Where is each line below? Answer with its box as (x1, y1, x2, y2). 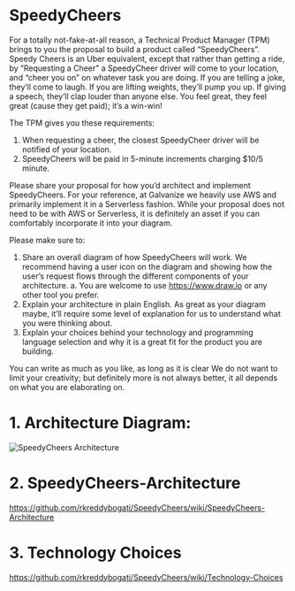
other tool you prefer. (21, 289, 100, 300)
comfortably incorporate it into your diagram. (9, 218, 173, 228)
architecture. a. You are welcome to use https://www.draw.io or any (21, 280, 268, 290)
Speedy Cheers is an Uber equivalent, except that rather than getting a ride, (9, 53, 285, 64)
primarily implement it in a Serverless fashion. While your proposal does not (9, 198, 285, 209)
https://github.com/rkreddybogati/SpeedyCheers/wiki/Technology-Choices (9, 572, 284, 582)
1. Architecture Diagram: (9, 413, 192, 434)
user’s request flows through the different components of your (21, 271, 249, 281)
